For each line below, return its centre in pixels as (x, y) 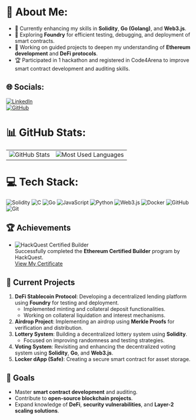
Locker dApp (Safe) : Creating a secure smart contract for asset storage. (102, 359)
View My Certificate (39, 264)
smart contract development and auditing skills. (72, 68)
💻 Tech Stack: (42, 182)
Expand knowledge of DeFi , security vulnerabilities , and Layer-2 (94, 405)
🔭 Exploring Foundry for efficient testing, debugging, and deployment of (102, 34)
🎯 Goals (21, 378)
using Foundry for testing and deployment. (67, 303)
